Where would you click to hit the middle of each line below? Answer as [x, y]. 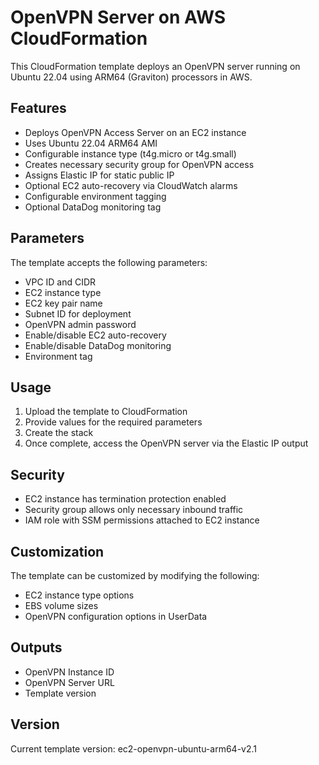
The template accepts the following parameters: [109, 262]
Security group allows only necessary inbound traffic [134, 510]
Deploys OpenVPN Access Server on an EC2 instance [135, 132]
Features [38, 108]
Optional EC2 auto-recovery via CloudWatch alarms [131, 185]
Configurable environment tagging [95, 196]
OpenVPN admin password [80, 324]
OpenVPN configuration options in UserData [116, 616]
